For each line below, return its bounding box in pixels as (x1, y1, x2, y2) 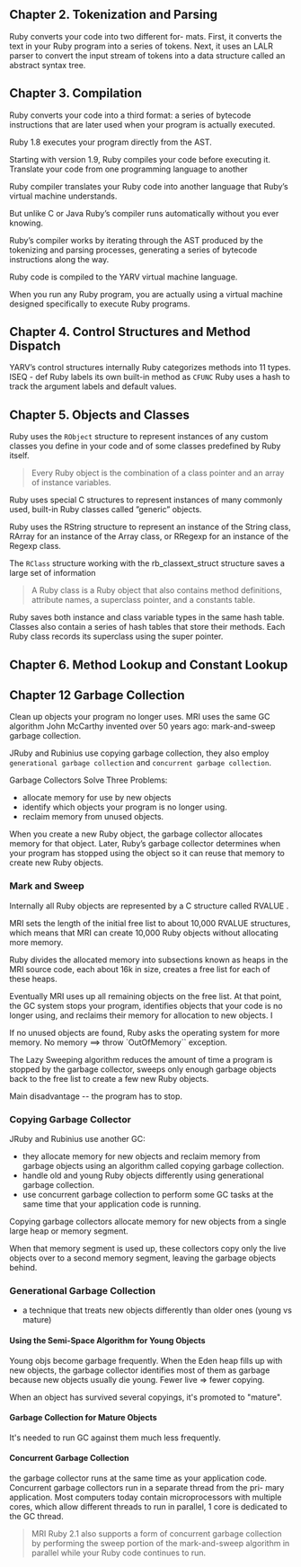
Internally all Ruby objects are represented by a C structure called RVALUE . (9, 900, 289, 911)
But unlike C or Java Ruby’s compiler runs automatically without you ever (9, 208, 279, 218)
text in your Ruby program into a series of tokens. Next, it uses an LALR (9, 40, 274, 51)
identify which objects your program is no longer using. (22, 801, 227, 812)
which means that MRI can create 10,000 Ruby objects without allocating (9, 927, 279, 938)
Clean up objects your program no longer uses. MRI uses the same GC (9, 712, 271, 722)
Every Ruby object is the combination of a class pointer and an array (31, 467, 285, 479)
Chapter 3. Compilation (9, 85, 142, 102)
